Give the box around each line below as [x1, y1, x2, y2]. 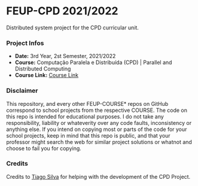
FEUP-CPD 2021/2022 [6, 4, 118, 18]
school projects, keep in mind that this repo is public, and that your [6, 132, 170, 139]
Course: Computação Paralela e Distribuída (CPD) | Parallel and [14, 59, 172, 66]
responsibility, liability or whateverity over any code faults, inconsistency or [6, 119, 192, 126]
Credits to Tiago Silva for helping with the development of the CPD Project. [6, 173, 191, 180]
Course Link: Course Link [14, 72, 79, 79]
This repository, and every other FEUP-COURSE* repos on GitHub [6, 100, 169, 107]
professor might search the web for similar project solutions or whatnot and [6, 138, 193, 145]
